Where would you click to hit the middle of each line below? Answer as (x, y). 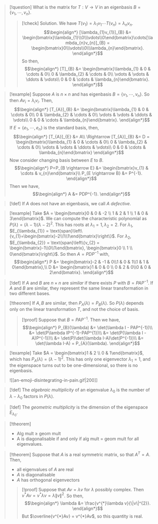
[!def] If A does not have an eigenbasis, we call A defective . (70, 203)
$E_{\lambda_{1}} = (29, 231)
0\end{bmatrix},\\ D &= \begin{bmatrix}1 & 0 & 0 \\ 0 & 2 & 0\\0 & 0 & (81, 267)
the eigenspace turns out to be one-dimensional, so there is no (74, 365)
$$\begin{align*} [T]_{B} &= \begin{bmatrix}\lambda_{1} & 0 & (88, 68)
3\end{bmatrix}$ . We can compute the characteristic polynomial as (78, 218)
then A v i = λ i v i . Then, (31, 101)
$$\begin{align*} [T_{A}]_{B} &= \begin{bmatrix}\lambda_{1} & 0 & (81, 110)
